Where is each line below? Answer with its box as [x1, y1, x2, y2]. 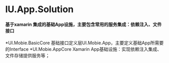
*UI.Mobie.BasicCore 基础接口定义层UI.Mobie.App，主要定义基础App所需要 [5, 40, 164, 46]
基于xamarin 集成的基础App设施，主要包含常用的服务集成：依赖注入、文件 [5, 21, 162, 27]
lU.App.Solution [5, 4, 74, 15]
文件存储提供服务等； [5, 52, 50, 59]
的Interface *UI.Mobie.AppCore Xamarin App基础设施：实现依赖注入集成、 [5, 46, 162, 52]
